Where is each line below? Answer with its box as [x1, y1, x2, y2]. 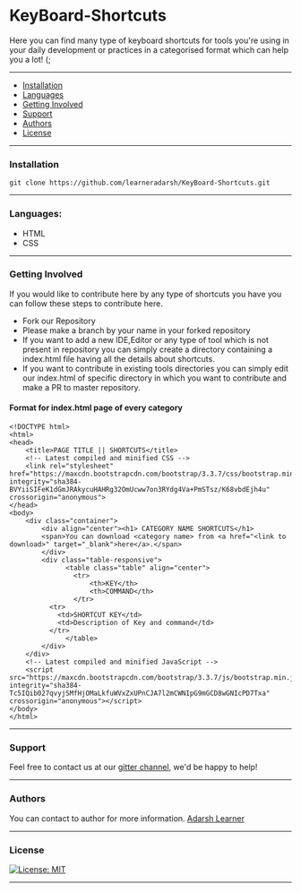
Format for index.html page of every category [9, 402, 184, 413]
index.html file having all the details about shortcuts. [21, 353, 215, 364]
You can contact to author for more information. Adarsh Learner [9, 812, 245, 824]
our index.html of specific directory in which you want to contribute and [21, 373, 287, 383]
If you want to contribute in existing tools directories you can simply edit [21, 363, 289, 373]
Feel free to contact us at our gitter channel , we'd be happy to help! [9, 762, 258, 773]
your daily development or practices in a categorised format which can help [9, 44, 289, 55]
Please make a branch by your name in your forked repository [21, 324, 251, 336]
